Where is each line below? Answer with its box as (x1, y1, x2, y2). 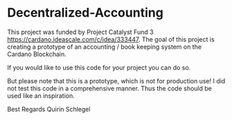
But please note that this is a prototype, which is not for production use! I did (7, 76, 226, 85)
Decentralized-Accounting (7, 5, 164, 21)
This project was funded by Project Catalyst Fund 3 (7, 28, 154, 36)
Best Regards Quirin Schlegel (7, 105, 91, 113)
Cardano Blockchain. (7, 50, 67, 58)
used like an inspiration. (7, 92, 75, 100)
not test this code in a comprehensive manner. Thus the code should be (7, 84, 213, 92)
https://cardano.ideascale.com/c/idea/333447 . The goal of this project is (7, 35, 215, 43)
